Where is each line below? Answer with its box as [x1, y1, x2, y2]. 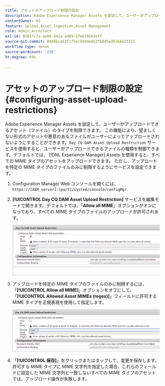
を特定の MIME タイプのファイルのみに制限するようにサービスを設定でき [5, 164, 153, 170]
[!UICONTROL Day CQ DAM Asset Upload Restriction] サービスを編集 [12, 197, 155, 203]
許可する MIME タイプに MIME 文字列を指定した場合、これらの [12, 364, 139, 370]
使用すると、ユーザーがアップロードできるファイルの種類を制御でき [18, 146, 156, 152]
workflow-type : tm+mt [5, 44, 50, 49]
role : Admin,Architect [5, 29, 52, 34]
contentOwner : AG [5, 18, 41, 23]
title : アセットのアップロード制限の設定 [5, 8, 80, 13]
